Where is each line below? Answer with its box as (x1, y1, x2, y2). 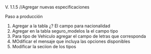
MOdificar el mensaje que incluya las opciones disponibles (12, 38, 131, 44)
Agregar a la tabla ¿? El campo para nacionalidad (12, 23, 111, 29)
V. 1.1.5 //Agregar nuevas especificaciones (5, 4, 90, 10)
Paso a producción (5, 14, 43, 19)
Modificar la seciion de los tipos (12, 44, 76, 49)
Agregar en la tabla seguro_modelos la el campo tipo (12, 28, 118, 34)
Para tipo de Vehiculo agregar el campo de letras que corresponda (12, 34, 146, 39)
